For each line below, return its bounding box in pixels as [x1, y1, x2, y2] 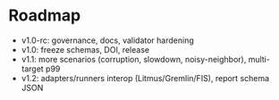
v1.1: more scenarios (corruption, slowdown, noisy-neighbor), [21, 54, 247, 64]
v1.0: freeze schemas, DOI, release [21, 44, 149, 54]
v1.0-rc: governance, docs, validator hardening [21, 35, 194, 46]
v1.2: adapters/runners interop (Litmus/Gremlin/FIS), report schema [21, 72, 270, 83]
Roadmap [8, 5, 81, 26]
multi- [248, 54, 270, 64]
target [21, 63, 44, 74]
